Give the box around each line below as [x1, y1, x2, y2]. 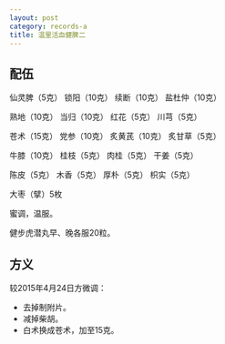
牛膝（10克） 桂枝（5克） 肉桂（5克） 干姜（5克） [9, 150, 199, 161]
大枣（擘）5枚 [9, 188, 63, 200]
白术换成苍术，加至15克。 [22, 325, 119, 335]
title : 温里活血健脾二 [9, 30, 87, 39]
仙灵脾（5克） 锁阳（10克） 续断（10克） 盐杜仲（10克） [9, 92, 221, 103]
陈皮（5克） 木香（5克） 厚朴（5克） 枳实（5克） [9, 169, 196, 180]
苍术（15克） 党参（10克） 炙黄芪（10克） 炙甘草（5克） [9, 131, 221, 142]
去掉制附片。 [22, 302, 71, 312]
